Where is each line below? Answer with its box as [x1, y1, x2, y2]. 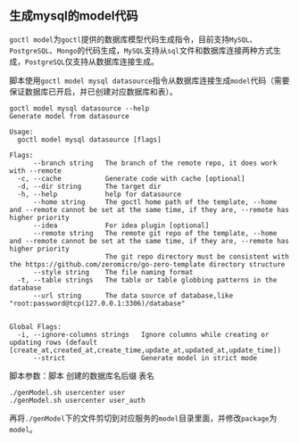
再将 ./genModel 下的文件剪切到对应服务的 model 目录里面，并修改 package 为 [9, 413, 278, 423]
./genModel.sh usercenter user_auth [9, 396, 145, 405]
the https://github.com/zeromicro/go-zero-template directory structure [9, 259, 286, 269]
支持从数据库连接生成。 [72, 56, 159, 67]
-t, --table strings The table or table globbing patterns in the [17, 275, 278, 284]
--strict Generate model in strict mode [32, 353, 257, 363]
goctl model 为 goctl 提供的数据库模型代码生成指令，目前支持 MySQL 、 [9, 34, 258, 45]
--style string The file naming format [32, 267, 194, 276]
